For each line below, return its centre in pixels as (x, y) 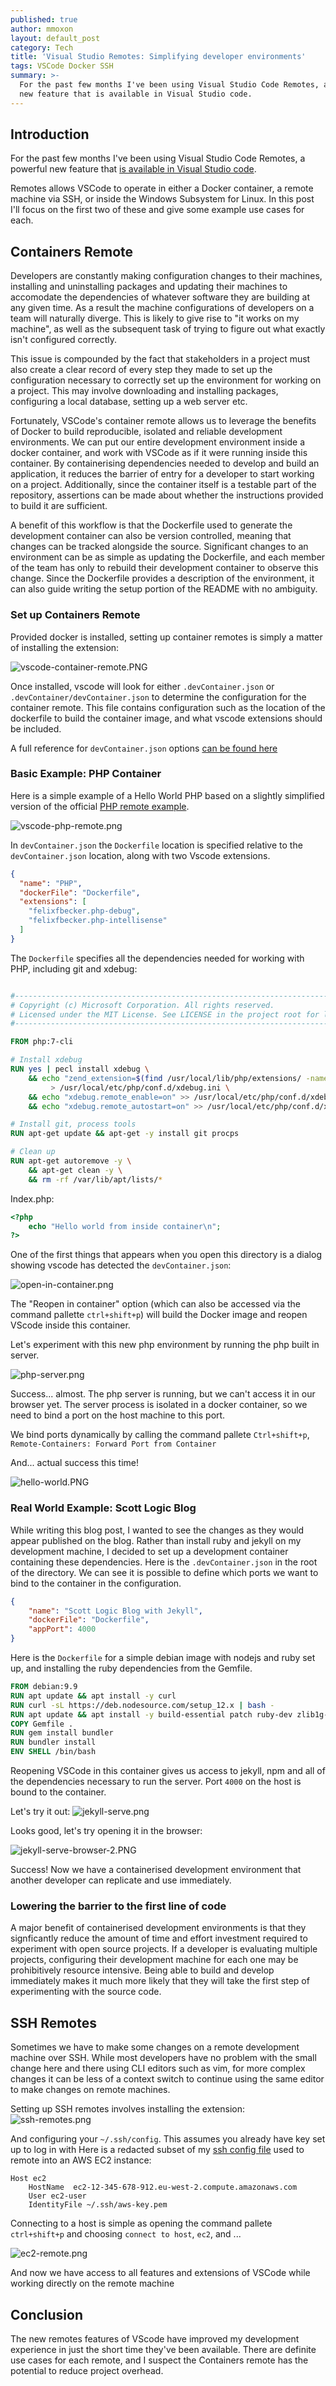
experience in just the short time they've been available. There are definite (163, 2349)
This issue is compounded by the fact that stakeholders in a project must (160, 359)
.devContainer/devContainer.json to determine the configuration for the (158, 697)
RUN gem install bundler (62, 1733)
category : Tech (42, 47)
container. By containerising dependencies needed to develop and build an (165, 463)
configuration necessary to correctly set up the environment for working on (166, 380)
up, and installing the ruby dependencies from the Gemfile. (131, 1668)
